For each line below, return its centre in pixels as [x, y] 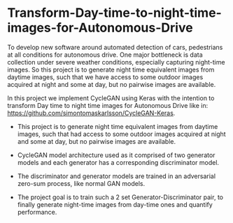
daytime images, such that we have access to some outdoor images [105, 77]
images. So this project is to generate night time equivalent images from [111, 69]
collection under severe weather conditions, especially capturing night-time [116, 62]
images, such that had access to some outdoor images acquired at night [121, 134]
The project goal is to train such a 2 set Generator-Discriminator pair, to [120, 197]
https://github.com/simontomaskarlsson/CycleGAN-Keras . [91, 113]
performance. [37, 212]
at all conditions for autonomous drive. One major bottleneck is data [105, 55]
